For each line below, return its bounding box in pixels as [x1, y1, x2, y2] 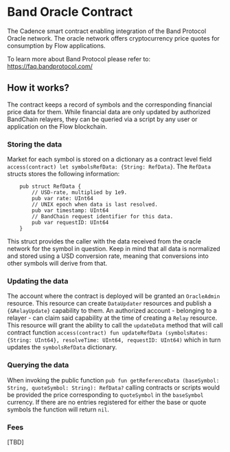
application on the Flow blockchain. [7, 122, 108, 131]
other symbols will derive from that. [7, 259, 108, 268]
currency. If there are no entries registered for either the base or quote [7, 398, 207, 406]
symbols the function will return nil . [7, 405, 110, 413]
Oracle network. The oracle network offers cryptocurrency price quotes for [7, 34, 220, 42]
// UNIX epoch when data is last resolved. [32, 201, 158, 208]
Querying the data [7, 360, 69, 370]
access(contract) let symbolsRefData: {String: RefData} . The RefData [7, 162, 211, 171]
